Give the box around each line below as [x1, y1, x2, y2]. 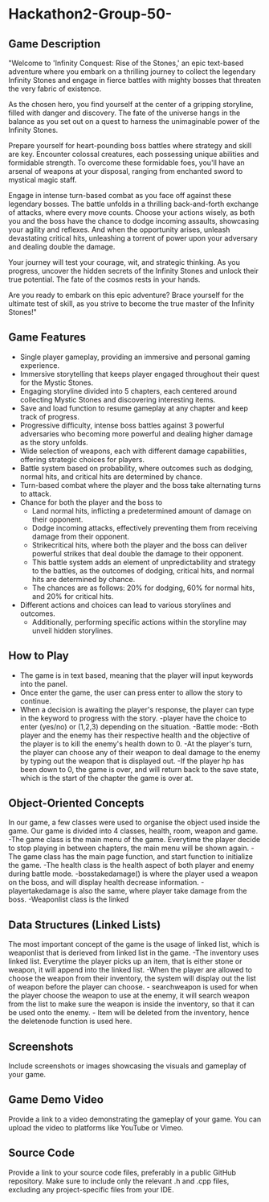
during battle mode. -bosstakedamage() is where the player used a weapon [8, 869, 259, 878]
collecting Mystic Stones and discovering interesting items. [19, 394, 216, 404]
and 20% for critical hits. [31, 591, 114, 601]
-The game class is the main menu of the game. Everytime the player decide [8, 835, 261, 845]
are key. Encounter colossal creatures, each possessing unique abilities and [8, 150, 259, 159]
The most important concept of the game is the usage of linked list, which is [8, 940, 259, 949]
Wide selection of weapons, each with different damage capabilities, [19, 446, 247, 456]
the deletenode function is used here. [8, 1016, 132, 1026]
